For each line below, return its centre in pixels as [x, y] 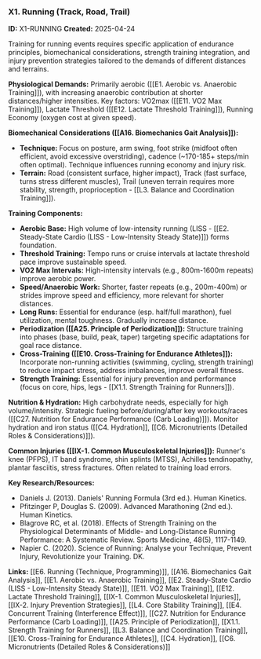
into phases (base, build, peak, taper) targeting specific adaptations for [134, 337]
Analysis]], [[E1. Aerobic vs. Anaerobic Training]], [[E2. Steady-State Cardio [130, 580]
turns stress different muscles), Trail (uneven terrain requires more [127, 181]
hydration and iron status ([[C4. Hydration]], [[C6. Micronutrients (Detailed [128, 427]
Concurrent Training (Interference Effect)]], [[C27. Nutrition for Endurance [127, 613]
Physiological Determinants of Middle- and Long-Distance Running [127, 532]
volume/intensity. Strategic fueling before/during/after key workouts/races [128, 411]
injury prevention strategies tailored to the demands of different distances [127, 60]
